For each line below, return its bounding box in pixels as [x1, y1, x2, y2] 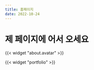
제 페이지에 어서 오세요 [5, 34, 89, 45]
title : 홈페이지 [5, 7, 34, 12]
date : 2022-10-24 [5, 12, 40, 16]
